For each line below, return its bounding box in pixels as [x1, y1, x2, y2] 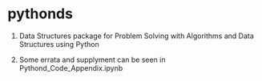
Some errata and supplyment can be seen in [18, 55, 166, 64]
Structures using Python [18, 39, 99, 48]
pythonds [7, 5, 74, 23]
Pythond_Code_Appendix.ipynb [18, 63, 123, 72]
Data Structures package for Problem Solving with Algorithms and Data [18, 31, 254, 40]
